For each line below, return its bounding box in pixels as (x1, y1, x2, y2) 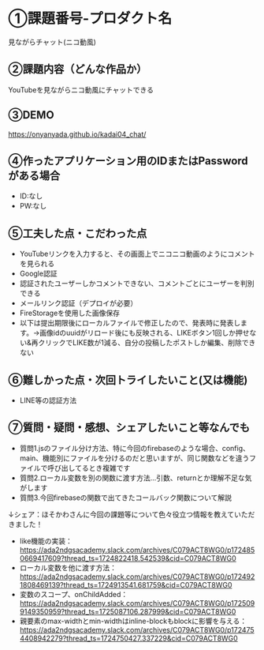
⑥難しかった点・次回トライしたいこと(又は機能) (8, 373, 248, 386)
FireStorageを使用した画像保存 (19, 308, 121, 318)
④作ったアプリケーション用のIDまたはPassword (8, 154, 248, 167)
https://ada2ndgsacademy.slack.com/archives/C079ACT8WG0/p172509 (19, 598, 255, 607)
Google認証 (19, 269, 58, 279)
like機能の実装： (19, 536, 73, 546)
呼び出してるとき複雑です (46, 463, 131, 472)
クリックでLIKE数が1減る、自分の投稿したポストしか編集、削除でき (38, 338, 256, 348)
